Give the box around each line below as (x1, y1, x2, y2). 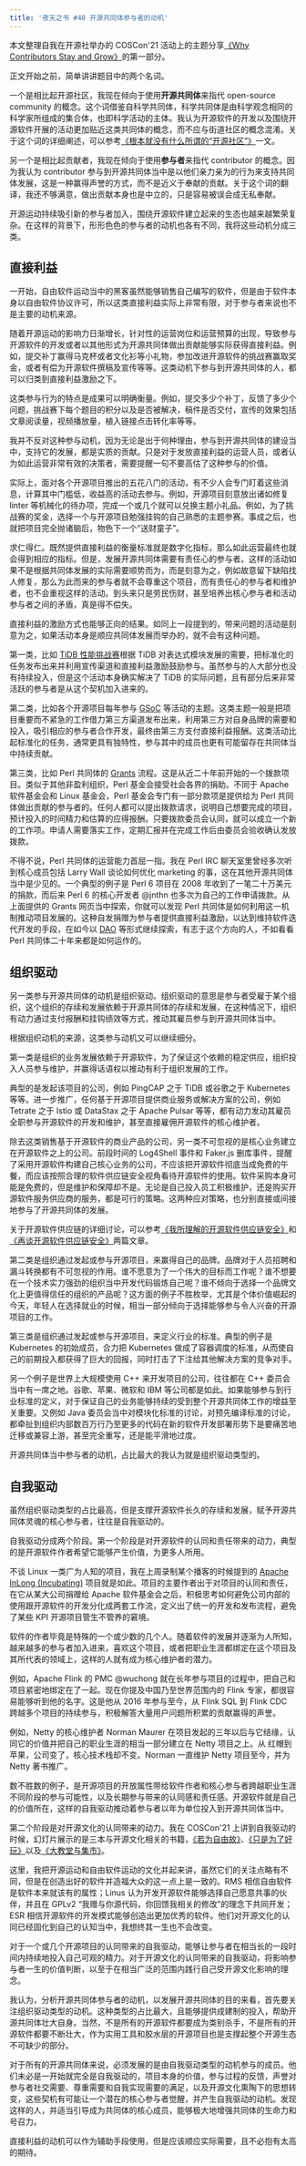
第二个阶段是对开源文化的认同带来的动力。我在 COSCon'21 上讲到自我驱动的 (9, 1822, 297, 1833)
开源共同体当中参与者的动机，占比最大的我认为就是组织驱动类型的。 (9, 1450, 265, 1461)
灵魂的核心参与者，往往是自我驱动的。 (25, 1516, 169, 1527)
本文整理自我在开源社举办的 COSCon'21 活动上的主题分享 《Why (9, 39, 250, 50)
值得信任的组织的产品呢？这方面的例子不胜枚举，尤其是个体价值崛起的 (33, 1288, 297, 1299)
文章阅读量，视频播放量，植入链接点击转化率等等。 (9, 416, 201, 426)
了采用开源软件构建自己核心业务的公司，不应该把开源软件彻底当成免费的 (9, 1159, 280, 1170)
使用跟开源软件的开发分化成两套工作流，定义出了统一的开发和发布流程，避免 (9, 1600, 297, 1611)
